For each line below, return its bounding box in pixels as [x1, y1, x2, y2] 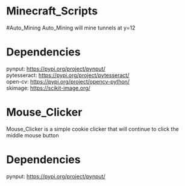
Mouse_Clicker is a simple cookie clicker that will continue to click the [6, 125, 179, 132]
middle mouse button [6, 131, 59, 139]
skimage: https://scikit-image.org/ [6, 84, 90, 91]
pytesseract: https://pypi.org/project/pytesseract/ [6, 71, 130, 79]
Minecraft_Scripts [6, 4, 98, 18]
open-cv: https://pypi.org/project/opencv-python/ [6, 78, 130, 85]
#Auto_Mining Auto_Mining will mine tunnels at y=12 [6, 24, 136, 31]
